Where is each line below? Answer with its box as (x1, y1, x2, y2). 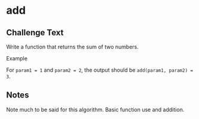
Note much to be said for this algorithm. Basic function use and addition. (6, 106, 185, 113)
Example (6, 55, 28, 62)
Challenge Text (6, 28, 64, 38)
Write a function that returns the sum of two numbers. (6, 43, 139, 50)
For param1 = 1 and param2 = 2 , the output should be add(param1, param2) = (6, 66, 193, 74)
